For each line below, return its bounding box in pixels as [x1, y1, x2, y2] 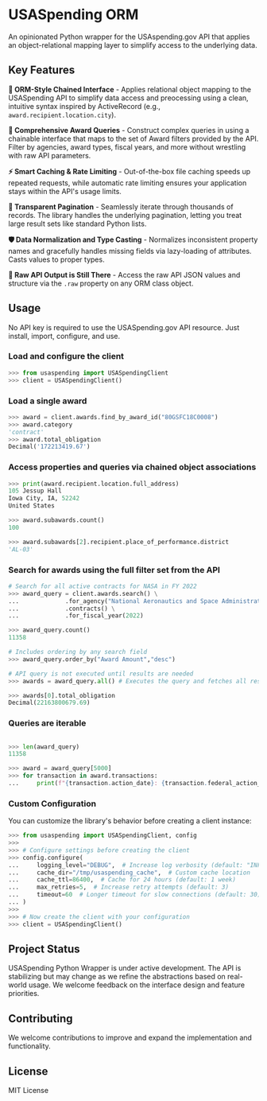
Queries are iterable [8, 718, 87, 729]
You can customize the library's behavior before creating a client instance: [8, 816, 252, 826]
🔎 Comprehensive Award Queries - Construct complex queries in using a [8, 125, 250, 134]
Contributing [8, 1012, 73, 1025]
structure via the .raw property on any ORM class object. [8, 278, 194, 288]
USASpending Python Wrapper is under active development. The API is [8, 963, 242, 973]
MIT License [8, 1086, 49, 1095]
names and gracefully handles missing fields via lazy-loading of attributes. [8, 246, 252, 255]
